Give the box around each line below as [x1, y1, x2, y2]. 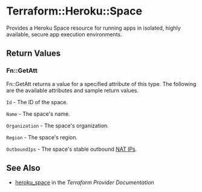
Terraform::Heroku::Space [6, 4, 143, 18]
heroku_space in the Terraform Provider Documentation [15, 179, 154, 186]
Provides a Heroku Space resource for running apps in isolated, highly [6, 24, 181, 31]
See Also [6, 163, 41, 173]
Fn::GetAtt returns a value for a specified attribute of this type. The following [6, 80, 197, 87]
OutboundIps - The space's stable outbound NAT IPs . [6, 145, 137, 153]
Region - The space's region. [6, 133, 77, 141]
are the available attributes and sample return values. [6, 87, 139, 94]
